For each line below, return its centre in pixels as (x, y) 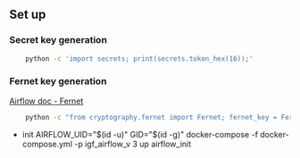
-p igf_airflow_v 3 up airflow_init (133, 144)
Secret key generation (58, 40)
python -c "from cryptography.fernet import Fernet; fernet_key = (151, 117)
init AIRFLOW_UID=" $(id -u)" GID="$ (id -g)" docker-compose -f (140, 134)
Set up (28, 15)
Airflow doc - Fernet (46, 101)
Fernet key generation (58, 81)
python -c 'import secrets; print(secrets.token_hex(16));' (139, 58)
